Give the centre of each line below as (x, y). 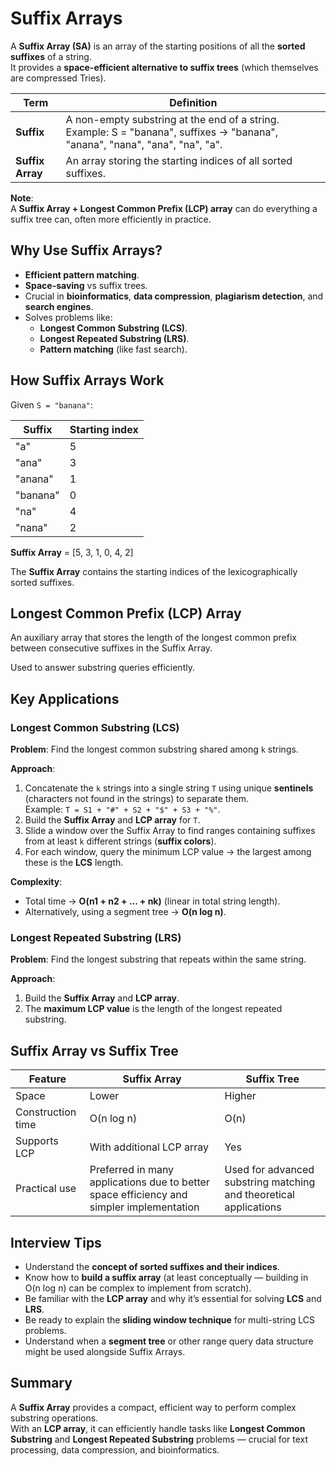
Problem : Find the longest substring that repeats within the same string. (158, 959)
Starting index (104, 429)
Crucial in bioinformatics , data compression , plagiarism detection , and (174, 296)
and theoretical (259, 1195)
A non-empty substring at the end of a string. (172, 119)
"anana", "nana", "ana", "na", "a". (144, 144)
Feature (47, 1079)
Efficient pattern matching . (82, 274)
